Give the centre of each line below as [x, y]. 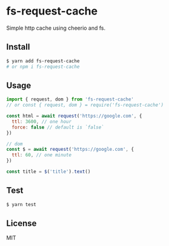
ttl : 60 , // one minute [41, 155]
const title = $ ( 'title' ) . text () [48, 172]
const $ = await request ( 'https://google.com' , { [70, 150]
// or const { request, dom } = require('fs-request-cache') [85, 105]
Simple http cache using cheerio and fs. [56, 28]
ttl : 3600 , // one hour [41, 121]
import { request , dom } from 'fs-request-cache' [70, 99]
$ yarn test [21, 204]
